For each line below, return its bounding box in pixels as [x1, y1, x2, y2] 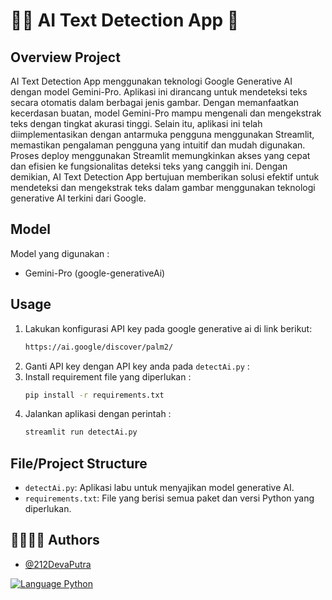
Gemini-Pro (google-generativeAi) [24, 267, 166, 279]
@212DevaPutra [24, 558, 92, 570]
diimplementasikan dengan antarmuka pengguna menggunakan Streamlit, [10, 129, 315, 140]
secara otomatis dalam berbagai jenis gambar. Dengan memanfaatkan [10, 97, 300, 108]
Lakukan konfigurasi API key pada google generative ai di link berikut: [24, 322, 313, 334]
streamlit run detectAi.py [24, 427, 138, 438]
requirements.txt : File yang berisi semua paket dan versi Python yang [24, 492, 315, 504]
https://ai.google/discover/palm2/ [24, 342, 174, 352]
